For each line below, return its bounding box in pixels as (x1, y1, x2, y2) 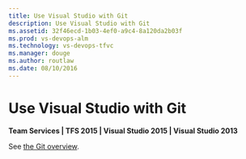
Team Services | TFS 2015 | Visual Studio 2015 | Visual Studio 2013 (8, 126, 239, 136)
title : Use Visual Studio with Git (8, 11, 129, 20)
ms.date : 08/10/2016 (8, 65, 78, 73)
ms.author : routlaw (8, 57, 74, 65)
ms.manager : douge (8, 49, 70, 57)
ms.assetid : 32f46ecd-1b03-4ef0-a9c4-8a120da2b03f (8, 27, 183, 35)
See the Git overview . (8, 141, 79, 151)
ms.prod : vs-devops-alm (8, 34, 89, 43)
